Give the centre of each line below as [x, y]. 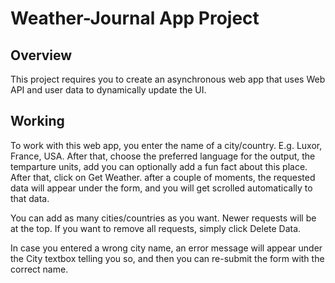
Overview [41, 55]
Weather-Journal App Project [135, 18]
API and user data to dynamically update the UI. [108, 90]
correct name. [39, 269]
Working [37, 121]
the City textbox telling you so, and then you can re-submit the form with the [167, 258]
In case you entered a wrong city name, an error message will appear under [166, 248]
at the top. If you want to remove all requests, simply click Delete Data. [156, 228]
